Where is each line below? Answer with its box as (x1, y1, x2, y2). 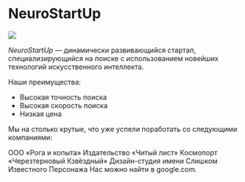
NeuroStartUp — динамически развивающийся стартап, (8, 45, 196, 55)
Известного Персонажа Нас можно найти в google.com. (8, 164, 198, 173)
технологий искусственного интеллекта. (8, 62, 144, 71)
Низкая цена (19, 109, 62, 118)
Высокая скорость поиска (19, 100, 108, 110)
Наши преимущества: (8, 77, 81, 86)
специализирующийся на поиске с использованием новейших (8, 53, 219, 63)
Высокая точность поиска (19, 92, 108, 102)
